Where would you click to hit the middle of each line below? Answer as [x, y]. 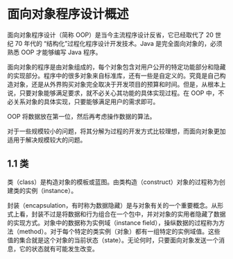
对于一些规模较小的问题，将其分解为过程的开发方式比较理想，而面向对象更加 [116, 131]
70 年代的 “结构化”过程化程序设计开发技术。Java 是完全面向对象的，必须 [119, 43]
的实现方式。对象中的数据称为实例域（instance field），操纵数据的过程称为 [113, 222]
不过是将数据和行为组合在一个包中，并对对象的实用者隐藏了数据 [135, 214]
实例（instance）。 [51, 190]
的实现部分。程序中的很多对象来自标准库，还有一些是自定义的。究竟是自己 [113, 75]
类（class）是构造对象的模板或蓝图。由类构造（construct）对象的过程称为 [113, 182]
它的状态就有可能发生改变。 [59, 249]
